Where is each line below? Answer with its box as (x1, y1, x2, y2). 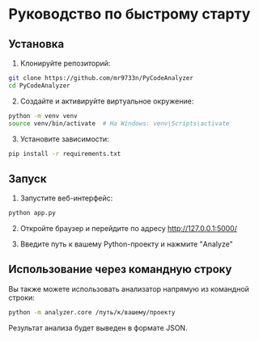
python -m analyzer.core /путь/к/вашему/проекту (8, 308, 176, 316)
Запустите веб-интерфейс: (19, 193, 113, 203)
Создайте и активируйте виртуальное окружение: (19, 96, 194, 106)
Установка (8, 37, 65, 51)
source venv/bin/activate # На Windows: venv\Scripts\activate (8, 119, 230, 128)
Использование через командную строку (8, 263, 232, 276)
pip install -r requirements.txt (8, 149, 121, 158)
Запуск (8, 171, 47, 186)
